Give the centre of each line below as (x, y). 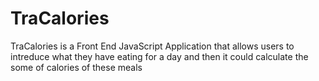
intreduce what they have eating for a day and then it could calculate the (159, 56)
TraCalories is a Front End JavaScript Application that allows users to (152, 46)
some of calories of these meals (76, 67)
